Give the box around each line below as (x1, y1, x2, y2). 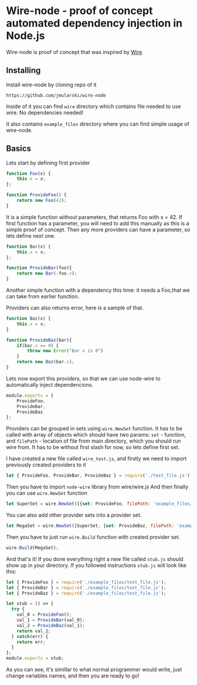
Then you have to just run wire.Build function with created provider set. (6, 533, 181, 541)
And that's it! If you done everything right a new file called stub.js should (6, 555, 184, 562)
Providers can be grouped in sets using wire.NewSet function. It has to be (6, 425, 183, 432)
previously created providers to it (6, 461, 86, 468)
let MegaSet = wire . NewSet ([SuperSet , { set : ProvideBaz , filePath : (6, 523, 175, 529)
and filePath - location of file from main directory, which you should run (6, 437, 182, 444)
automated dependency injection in (6, 16, 183, 30)
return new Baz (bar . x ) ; (16, 359, 75, 365)
